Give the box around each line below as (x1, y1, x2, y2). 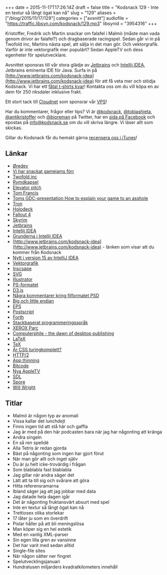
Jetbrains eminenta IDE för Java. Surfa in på (5, 67, 97, 73)
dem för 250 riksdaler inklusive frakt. (5, 89, 82, 95)
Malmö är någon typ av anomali (12, 412, 78, 418)
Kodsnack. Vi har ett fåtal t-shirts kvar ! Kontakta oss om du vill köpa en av (5, 83, 159, 89)
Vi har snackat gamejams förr (12, 168, 74, 174)
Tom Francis (12, 190, 39, 196)
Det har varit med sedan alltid (12, 542, 74, 548)
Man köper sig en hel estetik (12, 526, 72, 532)
